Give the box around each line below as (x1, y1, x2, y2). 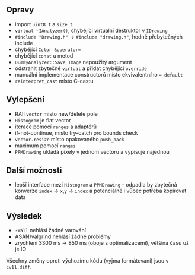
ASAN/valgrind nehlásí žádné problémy (14, 233, 111, 240)
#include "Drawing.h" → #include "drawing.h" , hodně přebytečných (14, 33, 183, 40)
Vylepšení (6, 94, 44, 105)
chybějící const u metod (14, 52, 73, 59)
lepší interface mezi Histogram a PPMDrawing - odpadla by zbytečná (14, 181, 177, 188)
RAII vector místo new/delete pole (14, 110, 98, 118)
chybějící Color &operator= (14, 46, 81, 53)
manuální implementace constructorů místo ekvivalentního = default (14, 71, 183, 78)
